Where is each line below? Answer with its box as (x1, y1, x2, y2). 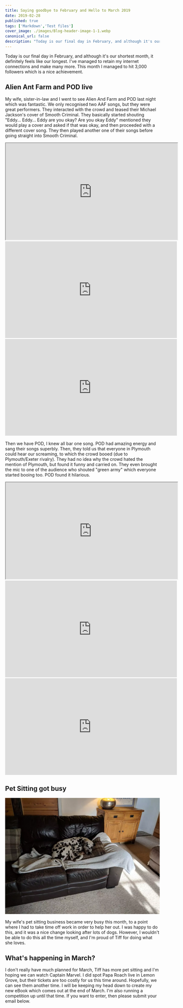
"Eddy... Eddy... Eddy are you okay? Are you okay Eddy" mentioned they (5, 117, 151, 123)
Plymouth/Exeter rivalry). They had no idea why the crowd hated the (5, 456, 143, 462)
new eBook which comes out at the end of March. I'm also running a (5, 988, 143, 994)
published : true (5, 18, 38, 23)
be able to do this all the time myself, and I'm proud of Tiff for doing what (5, 934, 153, 940)
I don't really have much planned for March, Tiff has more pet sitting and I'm (5, 967, 159, 973)
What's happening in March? (5, 953, 96, 962)
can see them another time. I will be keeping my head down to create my (5, 982, 152, 988)
